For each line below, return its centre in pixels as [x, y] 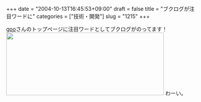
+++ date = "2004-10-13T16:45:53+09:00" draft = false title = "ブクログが [98, 9]
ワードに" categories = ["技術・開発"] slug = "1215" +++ [80, 16]
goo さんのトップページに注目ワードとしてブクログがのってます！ [87, 29]
